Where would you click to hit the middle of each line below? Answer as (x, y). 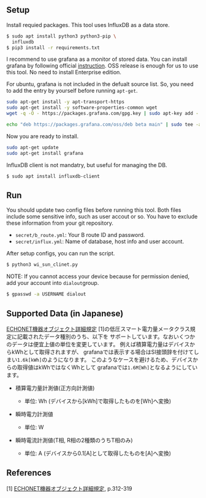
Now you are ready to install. (43, 136)
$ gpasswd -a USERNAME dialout (46, 294)
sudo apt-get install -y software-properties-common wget (82, 108)
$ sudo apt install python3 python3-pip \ (61, 36)
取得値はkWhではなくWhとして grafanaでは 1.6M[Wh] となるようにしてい (107, 367)
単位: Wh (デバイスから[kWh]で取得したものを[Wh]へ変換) (98, 401)
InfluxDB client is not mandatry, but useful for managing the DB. (87, 165)
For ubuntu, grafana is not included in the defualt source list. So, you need (100, 84)
